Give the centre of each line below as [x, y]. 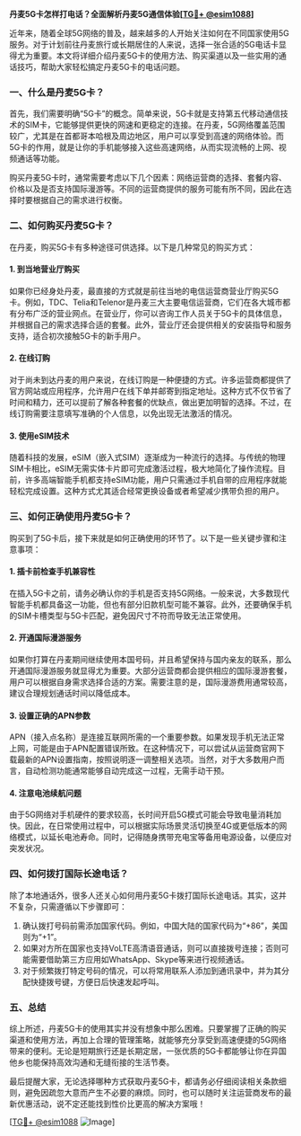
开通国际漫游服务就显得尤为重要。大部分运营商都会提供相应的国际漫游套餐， [150, 670]
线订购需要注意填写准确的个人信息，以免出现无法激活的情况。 [123, 413]
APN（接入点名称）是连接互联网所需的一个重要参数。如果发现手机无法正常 [147, 737]
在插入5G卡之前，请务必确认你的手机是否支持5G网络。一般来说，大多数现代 [149, 593]
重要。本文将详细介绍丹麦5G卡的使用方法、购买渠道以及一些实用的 [156, 56]
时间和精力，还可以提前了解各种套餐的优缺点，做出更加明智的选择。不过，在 [150, 402]
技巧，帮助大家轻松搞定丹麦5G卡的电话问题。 [101, 67]
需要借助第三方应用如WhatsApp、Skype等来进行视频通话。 [139, 959]
